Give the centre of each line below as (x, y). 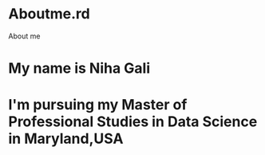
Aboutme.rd (49, 14)
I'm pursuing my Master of (98, 105)
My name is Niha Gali (79, 68)
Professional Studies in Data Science (133, 122)
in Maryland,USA (66, 139)
